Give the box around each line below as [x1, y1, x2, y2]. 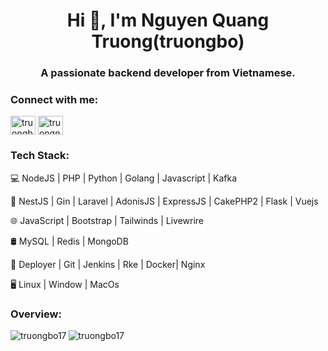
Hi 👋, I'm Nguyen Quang [66, 9, 270, 32]
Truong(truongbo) [91, 30, 245, 53]
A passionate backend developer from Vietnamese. [40, 66, 296, 80]
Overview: [10, 307, 62, 321]
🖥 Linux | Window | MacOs [10, 278, 120, 290]
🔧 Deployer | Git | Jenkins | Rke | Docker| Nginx [10, 258, 206, 270]
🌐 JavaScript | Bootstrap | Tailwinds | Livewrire [10, 214, 205, 226]
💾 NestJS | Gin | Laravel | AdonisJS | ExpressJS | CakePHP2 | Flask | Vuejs [10, 195, 319, 207]
